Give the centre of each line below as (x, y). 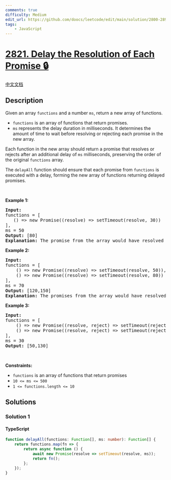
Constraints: (19, 365)
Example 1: (17, 200)
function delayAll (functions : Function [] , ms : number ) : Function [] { (81, 440)
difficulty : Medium (26, 15)
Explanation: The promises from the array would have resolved (86, 296)
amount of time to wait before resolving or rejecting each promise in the (88, 134)
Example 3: (17, 305)
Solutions (21, 402)
